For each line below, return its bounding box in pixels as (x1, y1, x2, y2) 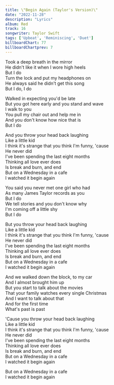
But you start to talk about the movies (5, 285, 83, 291)
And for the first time (5, 301, 48, 307)
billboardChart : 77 (5, 40, 46, 45)
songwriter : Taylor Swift (5, 31, 60, 36)
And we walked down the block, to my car (5, 273, 92, 280)
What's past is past (5, 306, 45, 312)
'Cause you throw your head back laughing (5, 316, 95, 322)
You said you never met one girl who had (5, 185, 90, 191)
